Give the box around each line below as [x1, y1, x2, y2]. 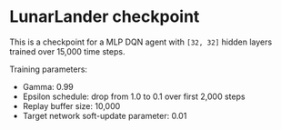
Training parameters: [9, 64, 88, 75]
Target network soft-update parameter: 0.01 [22, 110, 187, 121]
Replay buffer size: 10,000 [22, 100, 121, 111]
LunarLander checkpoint [9, 6, 200, 27]
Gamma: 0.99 [22, 81, 75, 92]
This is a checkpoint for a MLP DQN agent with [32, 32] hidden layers [9, 36, 273, 47]
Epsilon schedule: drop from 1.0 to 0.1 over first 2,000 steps [22, 91, 246, 102]
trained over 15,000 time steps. [9, 45, 125, 56]
